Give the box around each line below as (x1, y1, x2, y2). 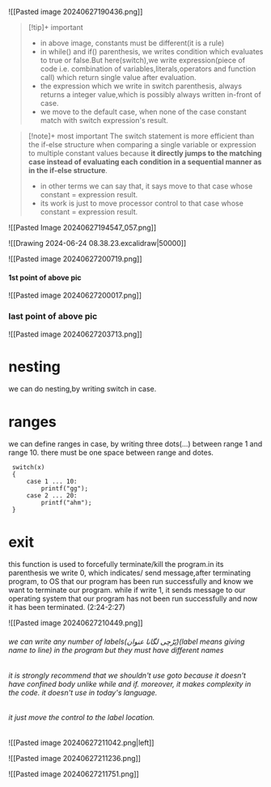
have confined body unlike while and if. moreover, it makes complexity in (8, 679, 252, 688)
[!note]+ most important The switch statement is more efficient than (28, 131, 255, 141)
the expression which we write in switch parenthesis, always (40, 81, 243, 91)
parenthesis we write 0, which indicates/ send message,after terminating (8, 568, 251, 578)
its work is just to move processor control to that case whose (40, 198, 244, 208)
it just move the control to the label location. (8, 713, 155, 722)
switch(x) (11, 463, 45, 472)
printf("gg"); (40, 484, 89, 493)
